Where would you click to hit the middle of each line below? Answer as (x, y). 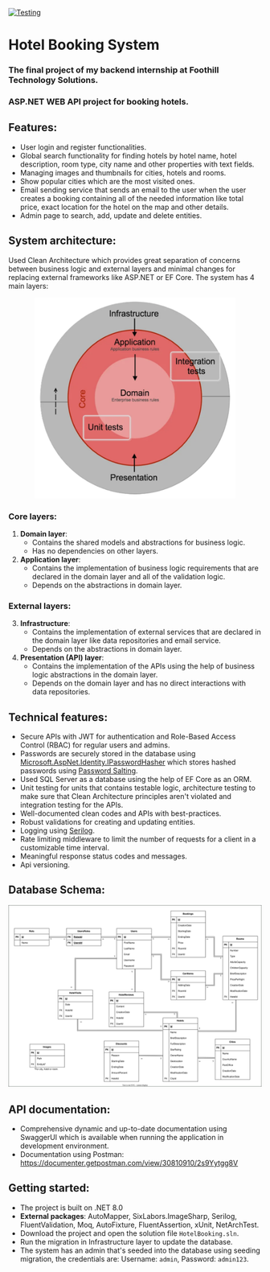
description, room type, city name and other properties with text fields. (137, 164)
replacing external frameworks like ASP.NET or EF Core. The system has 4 (131, 277)
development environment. (65, 1146)
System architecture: (62, 241)
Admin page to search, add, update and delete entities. (111, 215)
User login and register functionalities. (83, 147)
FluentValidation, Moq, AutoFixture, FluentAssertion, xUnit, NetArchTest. (139, 1225)
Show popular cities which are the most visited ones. (107, 181)
